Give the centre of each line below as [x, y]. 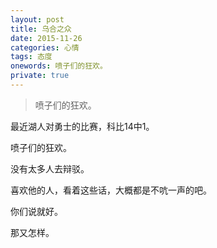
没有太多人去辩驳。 [50, 168]
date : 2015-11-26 [46, 38]
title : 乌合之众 [41, 29]
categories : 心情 [45, 47]
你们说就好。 [36, 211]
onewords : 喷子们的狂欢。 [59, 66]
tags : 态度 [31, 57]
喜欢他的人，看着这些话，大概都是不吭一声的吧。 [111, 190]
